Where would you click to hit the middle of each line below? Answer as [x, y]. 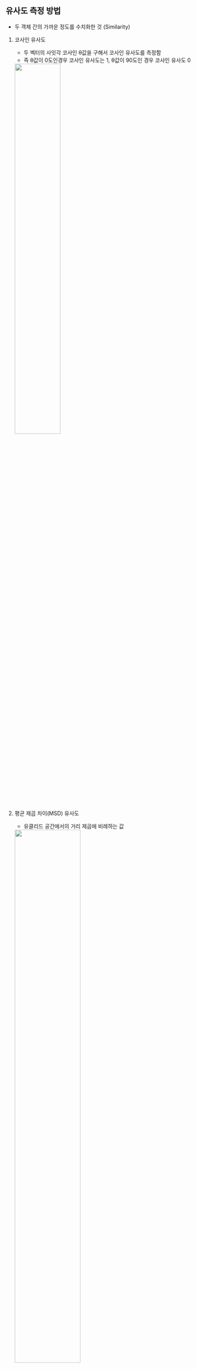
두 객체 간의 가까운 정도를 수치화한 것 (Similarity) [72, 27]
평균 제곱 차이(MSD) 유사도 [47, 813]
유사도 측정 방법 [33, 11]
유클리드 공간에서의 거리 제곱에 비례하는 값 [74, 826]
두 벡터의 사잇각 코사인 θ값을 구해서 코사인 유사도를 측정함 [92, 52]
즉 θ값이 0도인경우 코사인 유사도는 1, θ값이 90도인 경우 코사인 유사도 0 [107, 60]
